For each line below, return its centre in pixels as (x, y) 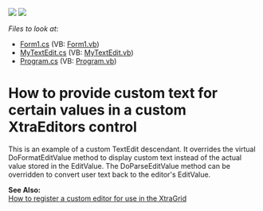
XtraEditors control (73, 127)
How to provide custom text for (113, 94)
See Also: (25, 190)
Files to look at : (33, 29)
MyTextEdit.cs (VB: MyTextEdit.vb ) (77, 53)
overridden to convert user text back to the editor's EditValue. (110, 174)
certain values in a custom (98, 110)
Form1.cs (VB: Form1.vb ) (59, 44)
